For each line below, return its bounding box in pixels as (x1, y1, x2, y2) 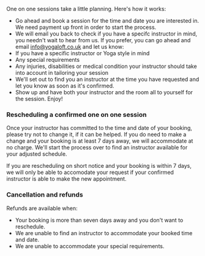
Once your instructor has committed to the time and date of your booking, (6, 124, 193, 132)
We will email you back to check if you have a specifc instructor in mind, (15, 30, 198, 37)
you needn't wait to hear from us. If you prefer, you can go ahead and (15, 37, 191, 43)
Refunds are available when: (6, 205, 78, 212)
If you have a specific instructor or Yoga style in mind (15, 50, 150, 57)
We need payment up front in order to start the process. (15, 24, 157, 31)
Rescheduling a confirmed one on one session (6, 110, 147, 119)
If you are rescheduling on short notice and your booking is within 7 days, (6, 162, 192, 170)
